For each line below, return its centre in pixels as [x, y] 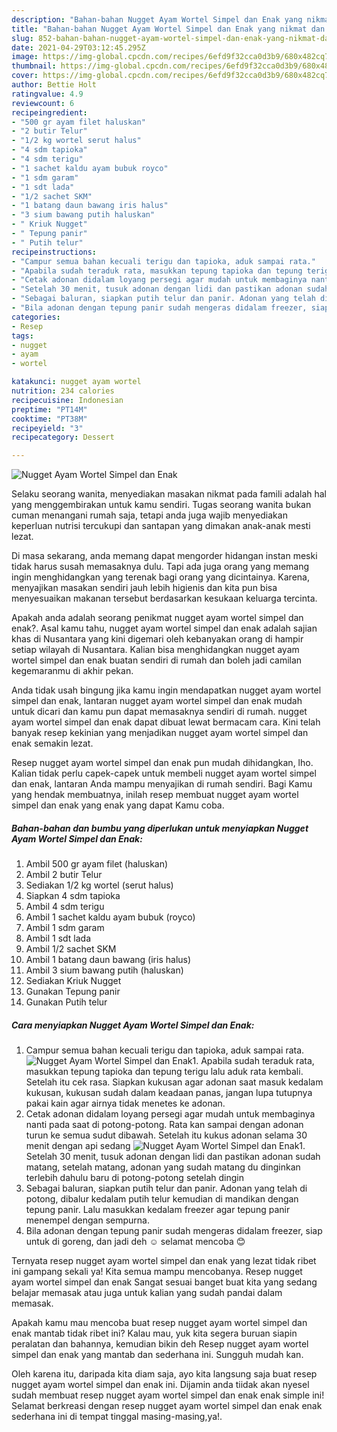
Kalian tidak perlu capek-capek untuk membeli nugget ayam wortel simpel [164, 773]
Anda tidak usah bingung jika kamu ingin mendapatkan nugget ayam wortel [166, 690]
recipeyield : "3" [47, 428]
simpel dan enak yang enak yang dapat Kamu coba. [118, 805]
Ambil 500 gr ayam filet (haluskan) [97, 864]
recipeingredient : [49, 112]
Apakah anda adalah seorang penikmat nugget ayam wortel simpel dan [157, 618]
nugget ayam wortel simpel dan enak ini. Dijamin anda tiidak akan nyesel [160, 1385]
